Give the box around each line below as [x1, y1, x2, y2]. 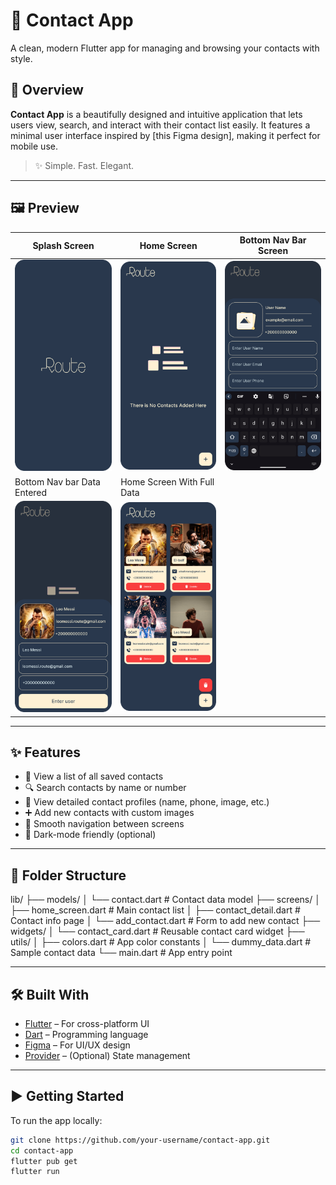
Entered [14, 486, 48, 498]
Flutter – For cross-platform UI [24, 1017, 150, 1029]
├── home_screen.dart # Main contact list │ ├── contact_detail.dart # [10, 904, 301, 916]
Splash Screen [32, 239, 95, 251]
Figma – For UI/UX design [24, 1039, 131, 1051]
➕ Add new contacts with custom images [24, 807, 195, 819]
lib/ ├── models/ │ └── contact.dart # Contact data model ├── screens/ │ [10, 894, 321, 906]
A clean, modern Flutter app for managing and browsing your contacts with [10, 42, 320, 54]
